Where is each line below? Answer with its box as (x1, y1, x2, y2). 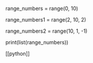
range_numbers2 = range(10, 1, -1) (5, 27, 88, 34)
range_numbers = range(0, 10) (5, 5, 78, 12)
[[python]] (5, 50, 30, 57)
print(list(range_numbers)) (5, 39, 69, 45)
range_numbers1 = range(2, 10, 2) (5, 16, 87, 23)
